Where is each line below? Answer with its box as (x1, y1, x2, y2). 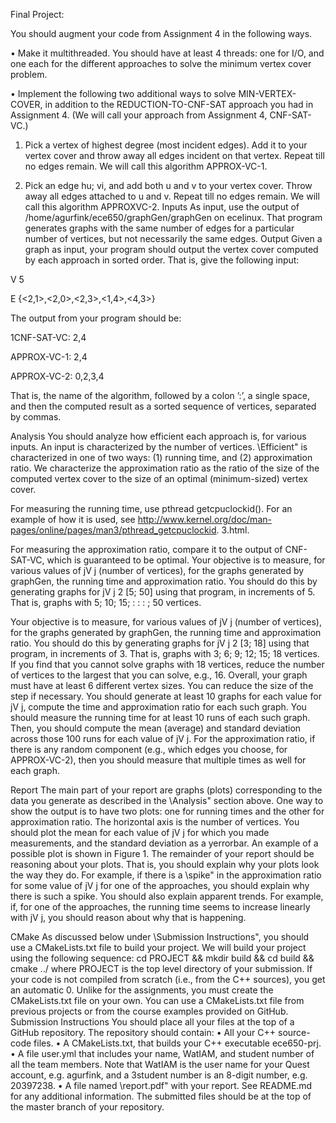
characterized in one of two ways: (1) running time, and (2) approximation (10, 452, 313, 463)
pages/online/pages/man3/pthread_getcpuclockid (10, 524, 217, 536)
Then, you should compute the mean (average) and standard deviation (10, 722, 302, 734)
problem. (10, 69, 48, 80)
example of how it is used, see (10, 514, 136, 525)
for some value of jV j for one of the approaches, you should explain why (10, 880, 310, 891)
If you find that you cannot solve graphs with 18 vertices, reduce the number (10, 659, 325, 670)
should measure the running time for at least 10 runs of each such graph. (10, 712, 311, 723)
